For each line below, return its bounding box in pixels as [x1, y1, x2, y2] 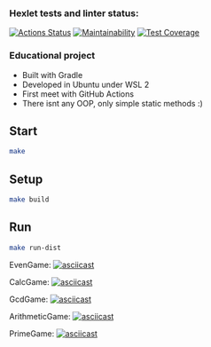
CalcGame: [9, 276, 51, 287]
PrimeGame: [9, 327, 55, 339]
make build [9, 195, 50, 204]
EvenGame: [9, 259, 51, 270]
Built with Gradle [21, 69, 83, 80]
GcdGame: [9, 294, 49, 304]
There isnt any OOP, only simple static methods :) [21, 98, 204, 108]
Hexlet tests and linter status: [9, 7, 139, 20]
